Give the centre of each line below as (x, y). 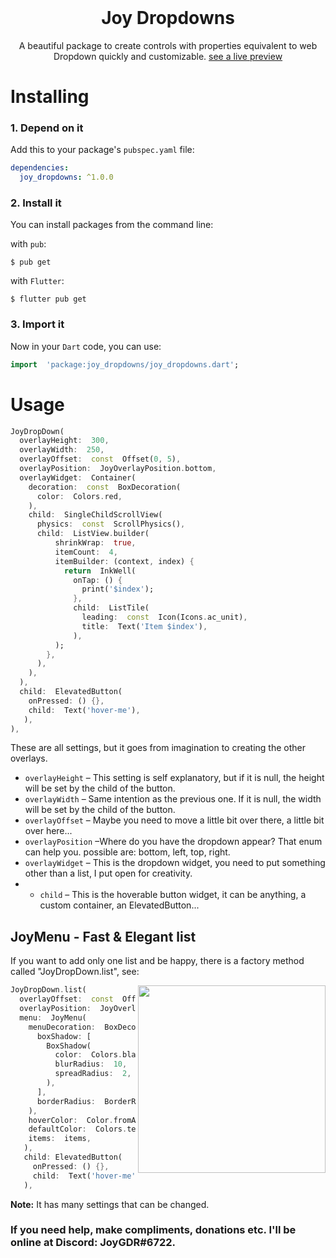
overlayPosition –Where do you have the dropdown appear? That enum (173, 842)
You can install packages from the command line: (112, 225)
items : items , (60, 1139)
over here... (48, 831)
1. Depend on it (47, 128)
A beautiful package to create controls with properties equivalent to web (168, 45)
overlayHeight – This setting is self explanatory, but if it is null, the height (174, 778)
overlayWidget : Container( (78, 477)
